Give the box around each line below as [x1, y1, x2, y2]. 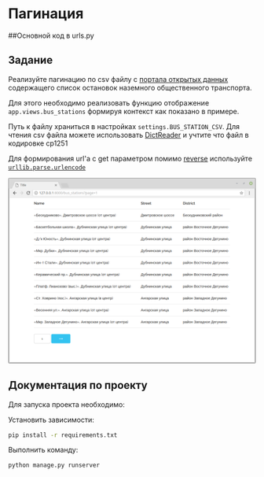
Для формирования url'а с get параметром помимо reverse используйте [8, 153, 253, 163]
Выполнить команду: [8, 446, 79, 455]
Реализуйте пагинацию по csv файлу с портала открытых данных [8, 74, 229, 83]
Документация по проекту [8, 379, 148, 392]
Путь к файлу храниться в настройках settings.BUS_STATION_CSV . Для [8, 121, 240, 131]
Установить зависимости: [8, 415, 94, 424]
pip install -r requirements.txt [8, 431, 118, 439]
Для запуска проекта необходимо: [8, 399, 126, 409]
